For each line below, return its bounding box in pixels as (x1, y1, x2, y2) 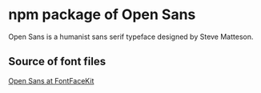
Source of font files (8, 55, 106, 68)
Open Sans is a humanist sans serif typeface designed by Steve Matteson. (8, 32, 254, 41)
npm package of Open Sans (8, 6, 196, 24)
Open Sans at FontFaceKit (8, 76, 94, 85)
